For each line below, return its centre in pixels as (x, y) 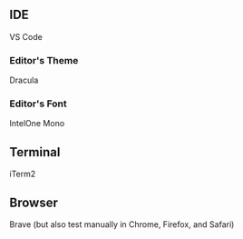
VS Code (26, 36)
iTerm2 (23, 174)
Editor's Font (38, 104)
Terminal (35, 152)
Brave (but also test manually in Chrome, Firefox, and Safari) (122, 224)
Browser (34, 202)
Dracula (24, 80)
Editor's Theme (44, 60)
